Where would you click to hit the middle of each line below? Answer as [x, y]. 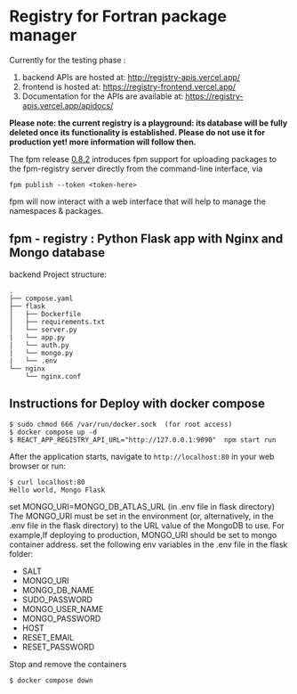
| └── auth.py [39, 345]
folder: [21, 553]
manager [43, 35]
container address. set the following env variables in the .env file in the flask [148, 544]
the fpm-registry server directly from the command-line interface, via [136, 168]
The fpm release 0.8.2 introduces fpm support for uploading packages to [143, 159]
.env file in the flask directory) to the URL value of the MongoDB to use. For [147, 525]
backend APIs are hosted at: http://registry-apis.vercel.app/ [131, 77]
